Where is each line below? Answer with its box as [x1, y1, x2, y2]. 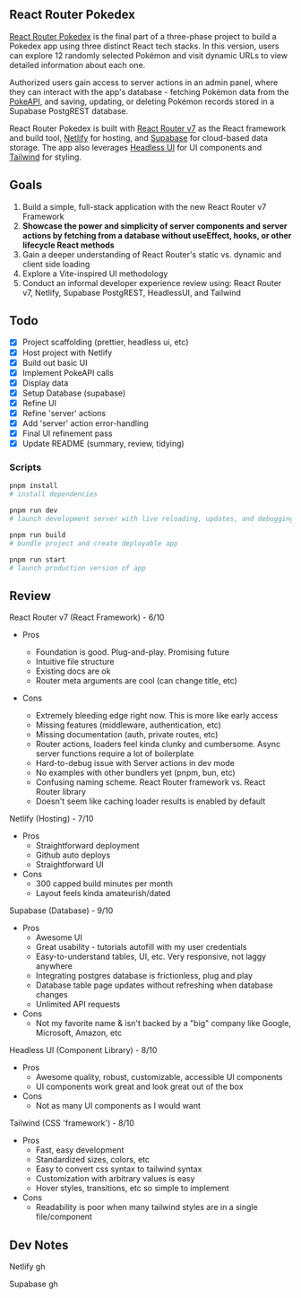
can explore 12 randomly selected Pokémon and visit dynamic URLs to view [9, 49, 288, 61]
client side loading [21, 258, 90, 269]
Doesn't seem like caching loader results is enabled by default [35, 796, 266, 806]
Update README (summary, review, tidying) [21, 439, 185, 449]
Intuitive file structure [35, 657, 115, 667]
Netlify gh [9, 1261, 46, 1272]
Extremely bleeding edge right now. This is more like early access [35, 710, 279, 721]
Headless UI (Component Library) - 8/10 [9, 1045, 158, 1056]
